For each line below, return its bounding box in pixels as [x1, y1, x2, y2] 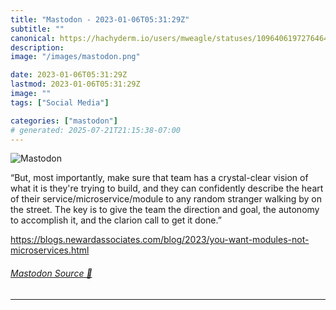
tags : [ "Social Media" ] [10, 97, 110, 108]
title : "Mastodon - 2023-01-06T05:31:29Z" [10, 14, 190, 25]
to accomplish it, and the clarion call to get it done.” [10, 214, 222, 226]
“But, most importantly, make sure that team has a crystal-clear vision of [10, 172, 309, 184]
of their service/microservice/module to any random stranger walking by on [10, 193, 322, 205]
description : [10, 42, 65, 53]
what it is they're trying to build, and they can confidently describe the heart [10, 182, 324, 195]
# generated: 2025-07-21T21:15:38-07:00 [10, 125, 182, 135]
